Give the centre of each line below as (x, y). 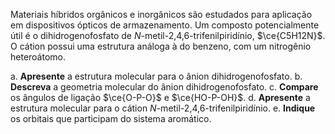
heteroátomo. (38, 57)
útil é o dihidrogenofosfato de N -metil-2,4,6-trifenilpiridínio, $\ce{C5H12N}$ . (168, 35)
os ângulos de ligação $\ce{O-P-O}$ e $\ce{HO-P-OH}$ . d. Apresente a (160, 97)
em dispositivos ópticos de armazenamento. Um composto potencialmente (165, 25)
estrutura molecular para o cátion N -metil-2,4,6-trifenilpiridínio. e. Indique (163, 108)
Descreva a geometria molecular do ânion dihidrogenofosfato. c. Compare (164, 87)
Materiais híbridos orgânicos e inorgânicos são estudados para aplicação (161, 14)
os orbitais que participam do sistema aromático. (111, 118)
